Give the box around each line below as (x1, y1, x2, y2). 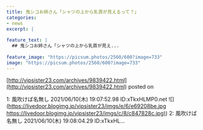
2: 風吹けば (169, 109, 197, 117)
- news (6, 20, 23, 26)
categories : (6, 15, 37, 21)
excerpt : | (6, 26, 34, 32)
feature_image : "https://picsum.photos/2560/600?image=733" (6, 54, 163, 60)
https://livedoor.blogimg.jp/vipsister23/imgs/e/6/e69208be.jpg (8, 102, 166, 109)
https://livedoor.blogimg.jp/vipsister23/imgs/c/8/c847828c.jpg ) (6, 109, 166, 117)
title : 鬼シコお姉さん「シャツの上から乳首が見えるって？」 (6, 9, 139, 15)
